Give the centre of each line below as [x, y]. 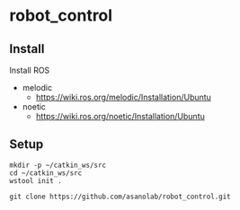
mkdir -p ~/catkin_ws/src [58, 165]
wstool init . [36, 180]
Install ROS [30, 70]
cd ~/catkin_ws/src [46, 173]
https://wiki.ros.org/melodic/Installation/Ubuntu [123, 97]
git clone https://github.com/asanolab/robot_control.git [120, 197]
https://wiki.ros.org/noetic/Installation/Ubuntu [120, 116]
